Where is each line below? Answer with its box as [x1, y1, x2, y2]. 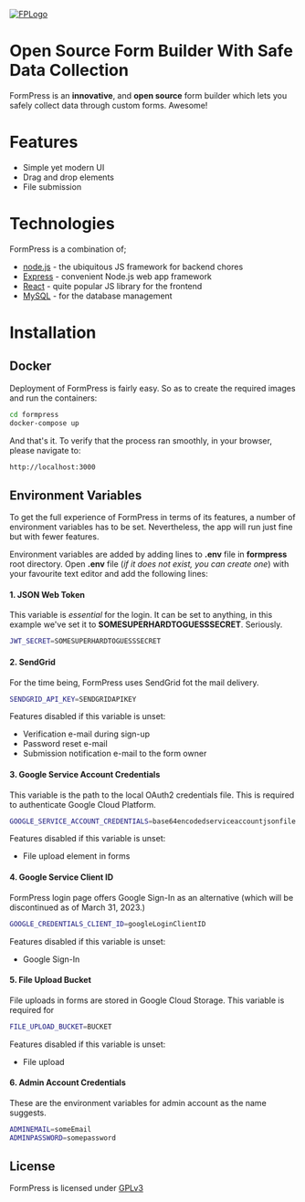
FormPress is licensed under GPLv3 [9, 1183, 144, 1194]
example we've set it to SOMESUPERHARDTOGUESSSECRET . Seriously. [9, 619, 283, 630]
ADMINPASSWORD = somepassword [9, 1133, 117, 1143]
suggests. [9, 1107, 47, 1118]
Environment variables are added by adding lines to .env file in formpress [9, 549, 288, 560]
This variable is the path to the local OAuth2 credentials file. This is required [9, 789, 295, 800]
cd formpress [9, 410, 59, 419]
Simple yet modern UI [22, 162, 105, 172]
